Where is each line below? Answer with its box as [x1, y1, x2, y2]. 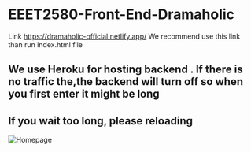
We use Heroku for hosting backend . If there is [8, 63, 243, 76]
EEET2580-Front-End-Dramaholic [8, 6, 234, 24]
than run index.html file [8, 39, 83, 49]
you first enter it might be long [8, 87, 160, 101]
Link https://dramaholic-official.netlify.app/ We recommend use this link [8, 32, 241, 41]
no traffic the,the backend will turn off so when [8, 75, 244, 88]
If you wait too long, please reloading [8, 114, 194, 128]
